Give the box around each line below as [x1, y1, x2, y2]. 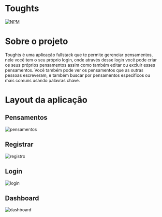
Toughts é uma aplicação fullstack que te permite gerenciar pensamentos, [5, 52, 153, 58]
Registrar [5, 141, 34, 149]
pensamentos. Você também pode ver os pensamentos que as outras [5, 67, 144, 73]
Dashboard [5, 194, 39, 202]
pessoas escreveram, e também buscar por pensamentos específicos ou [5, 72, 151, 78]
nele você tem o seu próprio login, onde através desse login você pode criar [5, 57, 157, 63]
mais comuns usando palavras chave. [5, 77, 80, 83]
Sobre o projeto [5, 36, 68, 47]
